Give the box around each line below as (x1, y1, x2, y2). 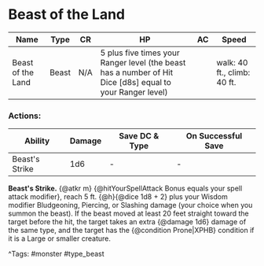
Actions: (8, 110, 42, 121)
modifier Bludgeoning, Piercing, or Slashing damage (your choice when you (8, 201, 253, 210)
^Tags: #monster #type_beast (8, 249, 104, 259)
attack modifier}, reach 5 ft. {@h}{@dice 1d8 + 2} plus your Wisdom (8, 192, 228, 201)
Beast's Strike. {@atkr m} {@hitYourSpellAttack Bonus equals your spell (8, 183, 243, 194)
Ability (24, 135, 50, 146)
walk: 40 (215, 57, 248, 68)
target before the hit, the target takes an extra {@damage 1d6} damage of (8, 217, 247, 227)
